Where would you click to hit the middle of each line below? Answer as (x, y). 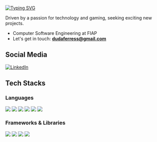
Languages (20, 98)
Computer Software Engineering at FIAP (55, 33)
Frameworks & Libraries (35, 123)
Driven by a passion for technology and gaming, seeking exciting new (79, 18)
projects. (15, 23)
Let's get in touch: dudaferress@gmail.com (59, 39)
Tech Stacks (26, 83)
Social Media (26, 55)
